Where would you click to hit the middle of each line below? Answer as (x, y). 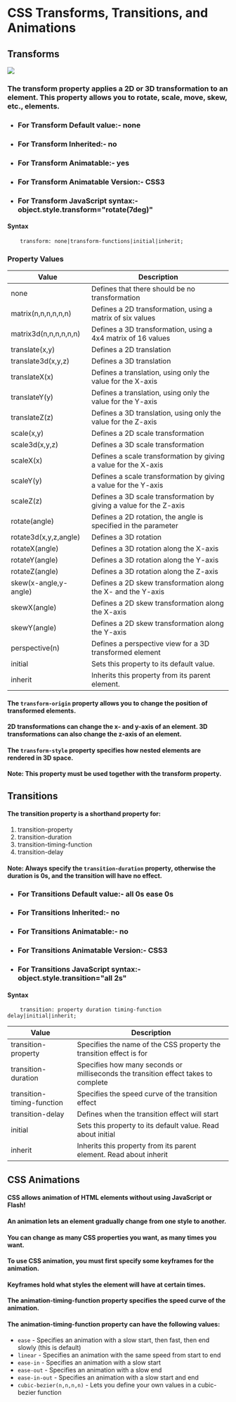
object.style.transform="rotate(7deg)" (85, 209)
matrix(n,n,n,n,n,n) (41, 313)
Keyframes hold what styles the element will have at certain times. (106, 1284)
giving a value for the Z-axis (138, 506)
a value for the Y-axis (127, 485)
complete (92, 1082)
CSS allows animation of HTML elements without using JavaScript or (110, 1198)
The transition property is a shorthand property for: (84, 814)
